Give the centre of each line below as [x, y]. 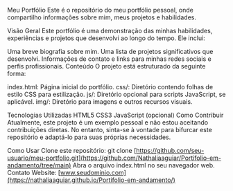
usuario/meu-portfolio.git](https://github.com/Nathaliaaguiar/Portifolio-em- [114, 158]
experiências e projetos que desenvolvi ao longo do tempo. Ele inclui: [106, 38]
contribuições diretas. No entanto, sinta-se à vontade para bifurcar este [110, 130]
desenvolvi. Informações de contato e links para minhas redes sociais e [109, 59]
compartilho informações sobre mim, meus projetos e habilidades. [102, 17]
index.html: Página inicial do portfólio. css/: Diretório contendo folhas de [110, 87]
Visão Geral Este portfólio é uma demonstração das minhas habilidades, [110, 31]
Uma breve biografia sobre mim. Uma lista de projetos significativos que [110, 52]
